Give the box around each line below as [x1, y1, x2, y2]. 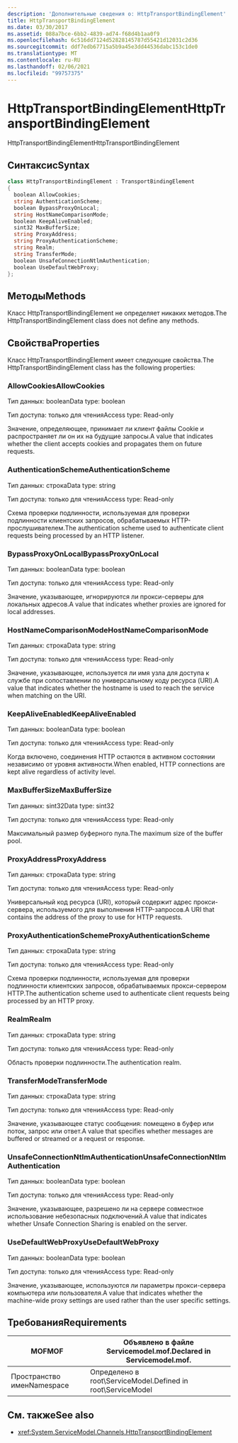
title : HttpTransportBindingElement [7, 17, 115, 24]
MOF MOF [30, 1347, 64, 1356]
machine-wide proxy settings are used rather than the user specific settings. [7, 1296, 231, 1305]
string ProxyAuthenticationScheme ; [13, 238, 119, 245]
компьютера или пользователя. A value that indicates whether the [7, 1288, 203, 1297]
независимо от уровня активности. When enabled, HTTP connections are [7, 760, 225, 769]
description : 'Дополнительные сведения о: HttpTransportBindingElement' [7, 10, 227, 18]
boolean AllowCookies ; [13, 191, 81, 199]
